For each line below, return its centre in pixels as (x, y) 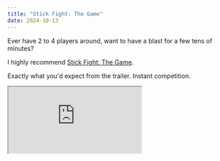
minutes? (21, 48)
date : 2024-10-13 (33, 21)
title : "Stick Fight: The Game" (55, 14)
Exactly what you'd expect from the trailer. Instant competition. (99, 76)
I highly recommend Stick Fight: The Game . (71, 62)
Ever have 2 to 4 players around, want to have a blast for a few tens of (110, 40)
